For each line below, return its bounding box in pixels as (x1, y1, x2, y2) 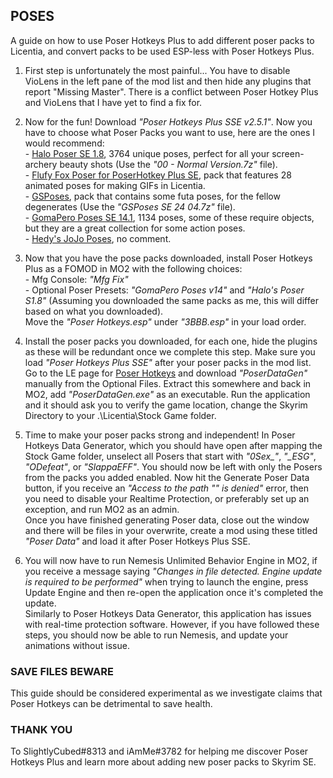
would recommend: (24, 137, 105, 149)
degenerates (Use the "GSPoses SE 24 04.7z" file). (24, 200, 236, 213)
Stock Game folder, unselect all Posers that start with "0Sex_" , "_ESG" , (24, 450, 317, 462)
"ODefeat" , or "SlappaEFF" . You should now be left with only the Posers (24, 460, 323, 473)
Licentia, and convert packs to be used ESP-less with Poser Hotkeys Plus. (10, 45, 315, 57)
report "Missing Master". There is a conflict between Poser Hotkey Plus (24, 85, 319, 98)
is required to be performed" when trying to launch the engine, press (24, 575, 309, 588)
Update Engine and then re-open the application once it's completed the (24, 586, 324, 598)
